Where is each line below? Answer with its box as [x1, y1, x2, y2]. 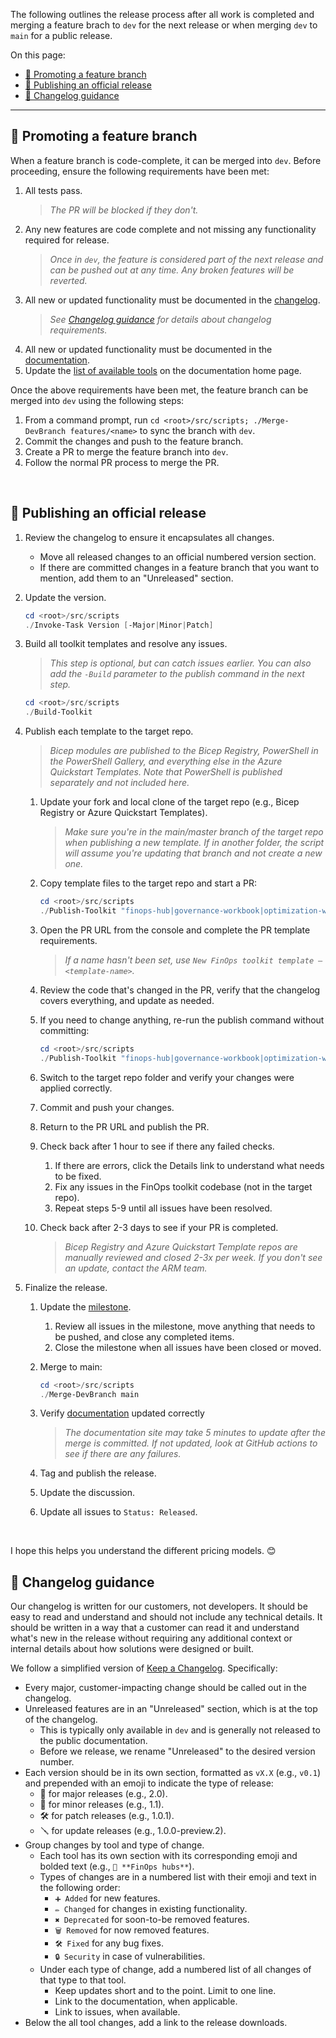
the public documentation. [39, 1735, 148, 1747]
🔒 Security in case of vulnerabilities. [54, 1950, 206, 1963]
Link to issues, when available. [54, 2006, 181, 2018]
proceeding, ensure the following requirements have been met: [10, 165, 270, 177]
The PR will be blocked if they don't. [49, 204, 199, 216]
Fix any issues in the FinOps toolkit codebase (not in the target [54, 1180, 313, 1193]
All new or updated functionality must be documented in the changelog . [24, 294, 321, 306]
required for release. [24, 234, 110, 246]
